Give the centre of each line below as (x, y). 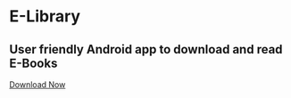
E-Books (33, 63)
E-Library (45, 16)
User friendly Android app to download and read (146, 49)
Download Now (37, 85)
